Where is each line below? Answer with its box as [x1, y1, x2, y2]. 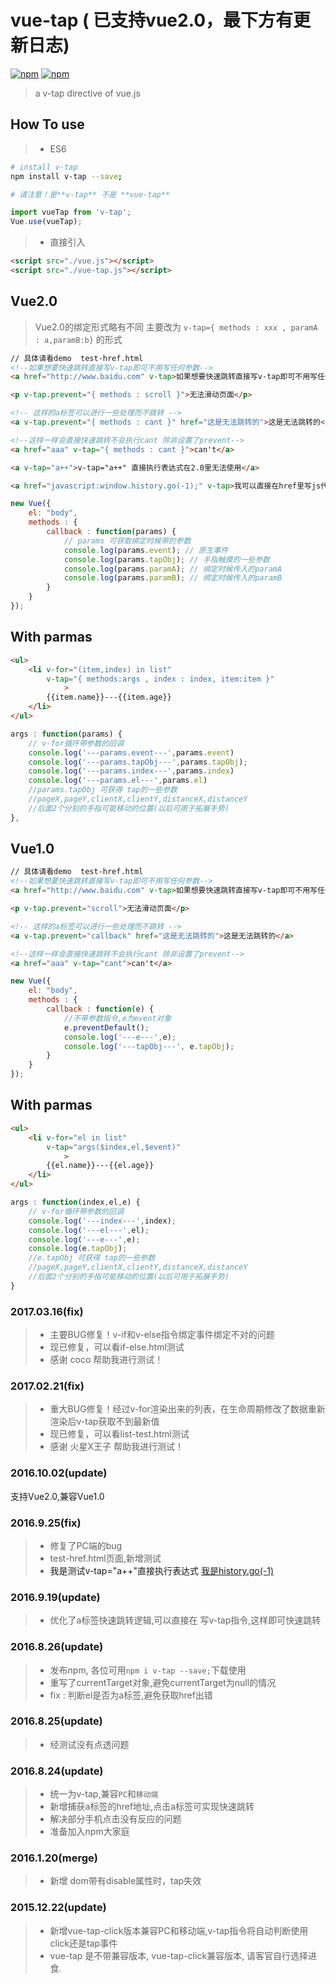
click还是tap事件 [49, 1937, 118, 1949]
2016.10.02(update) [10, 1466, 108, 1480]
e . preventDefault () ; [63, 1022, 150, 1033]
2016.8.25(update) [10, 1714, 103, 1728]
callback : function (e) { [46, 1004, 155, 1015]
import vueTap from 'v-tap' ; [10, 207, 132, 218]
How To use [10, 116, 85, 133]
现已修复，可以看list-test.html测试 [49, 1428, 190, 1440]
